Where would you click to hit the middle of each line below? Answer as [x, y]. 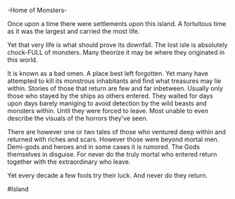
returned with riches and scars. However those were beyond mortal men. [113, 139]
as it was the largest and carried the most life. [74, 31]
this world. [23, 60]
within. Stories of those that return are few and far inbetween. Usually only [115, 88]
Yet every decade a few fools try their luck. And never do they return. [108, 175]
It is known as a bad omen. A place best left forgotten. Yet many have [108, 73]
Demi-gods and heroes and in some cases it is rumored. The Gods [104, 147]
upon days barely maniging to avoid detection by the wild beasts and [107, 103]
